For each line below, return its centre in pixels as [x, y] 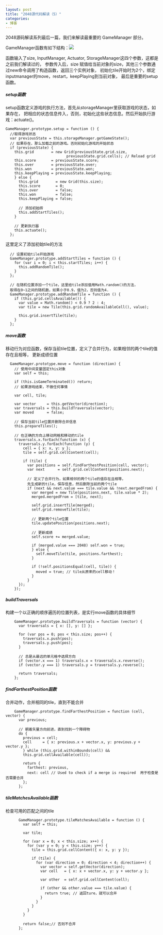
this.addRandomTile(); [41, 267]
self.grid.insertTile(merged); [63, 506]
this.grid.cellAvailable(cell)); [57, 755]
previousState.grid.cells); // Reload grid [111, 156]
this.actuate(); [31, 230]
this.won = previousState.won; [55, 169]
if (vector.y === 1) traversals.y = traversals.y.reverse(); [81, 665]
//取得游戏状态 [23, 134]
